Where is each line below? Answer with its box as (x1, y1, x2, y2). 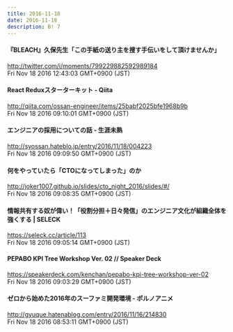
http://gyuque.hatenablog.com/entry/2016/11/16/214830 (7, 310, 167, 318)
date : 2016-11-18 (7, 17, 58, 24)
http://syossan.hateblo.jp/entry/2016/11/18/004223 (7, 142, 152, 150)
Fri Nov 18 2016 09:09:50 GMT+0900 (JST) (7, 149, 131, 158)
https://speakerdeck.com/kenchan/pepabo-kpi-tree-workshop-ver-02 (7, 270, 209, 278)
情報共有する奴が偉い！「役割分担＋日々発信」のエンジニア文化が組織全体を (7, 206, 227, 215)
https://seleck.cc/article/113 (7, 231, 87, 239)
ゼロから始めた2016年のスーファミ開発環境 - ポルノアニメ (7, 294, 174, 303)
